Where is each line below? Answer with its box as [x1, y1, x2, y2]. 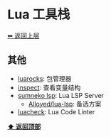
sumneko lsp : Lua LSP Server [17, 91, 105, 99]
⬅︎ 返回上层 [7, 31, 40, 40]
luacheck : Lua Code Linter [17, 107, 95, 116]
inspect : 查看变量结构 [17, 83, 81, 92]
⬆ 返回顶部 [7, 122, 41, 131]
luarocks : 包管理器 [17, 74, 72, 82]
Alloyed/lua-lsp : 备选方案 [28, 99, 102, 108]
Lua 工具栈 [7, 6, 70, 23]
